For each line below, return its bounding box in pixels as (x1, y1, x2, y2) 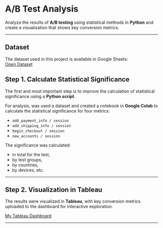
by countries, (12, 162, 39, 168)
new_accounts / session (12, 133, 61, 139)
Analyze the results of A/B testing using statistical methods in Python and (5, 19, 154, 25)
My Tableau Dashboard (5, 213, 52, 219)
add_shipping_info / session (12, 123, 71, 128)
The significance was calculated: (5, 142, 71, 148)
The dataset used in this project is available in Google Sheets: (5, 56, 129, 62)
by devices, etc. (12, 167, 44, 173)
